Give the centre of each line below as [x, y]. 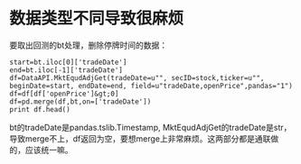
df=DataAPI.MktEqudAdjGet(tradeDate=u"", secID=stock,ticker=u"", [137, 77]
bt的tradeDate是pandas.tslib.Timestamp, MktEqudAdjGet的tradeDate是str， [150, 127]
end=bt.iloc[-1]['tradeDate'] [66, 70]
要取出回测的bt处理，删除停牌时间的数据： [89, 45]
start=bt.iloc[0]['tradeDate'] [68, 62]
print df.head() [40, 109]
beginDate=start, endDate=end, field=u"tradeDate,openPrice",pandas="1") [151, 86]
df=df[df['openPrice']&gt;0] [64, 94]
